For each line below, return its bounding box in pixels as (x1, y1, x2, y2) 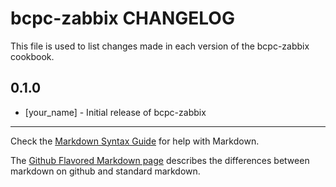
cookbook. (10, 50, 55, 62)
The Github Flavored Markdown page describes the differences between (10, 154, 310, 166)
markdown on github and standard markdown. (10, 165, 201, 177)
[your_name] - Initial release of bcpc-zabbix (24, 106, 207, 118)
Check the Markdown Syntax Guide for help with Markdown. (10, 135, 260, 147)
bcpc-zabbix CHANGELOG (10, 7, 235, 30)
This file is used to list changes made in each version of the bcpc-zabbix (10, 40, 310, 52)
